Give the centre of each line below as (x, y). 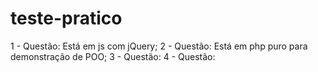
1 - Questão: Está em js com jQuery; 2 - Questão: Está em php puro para (159, 46)
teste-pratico (66, 18)
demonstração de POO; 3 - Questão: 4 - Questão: (113, 56)
